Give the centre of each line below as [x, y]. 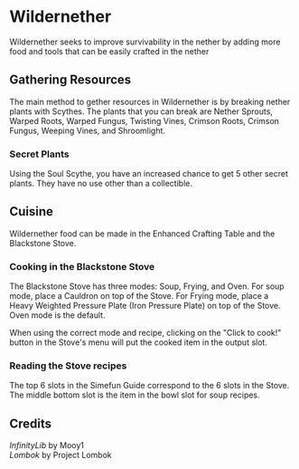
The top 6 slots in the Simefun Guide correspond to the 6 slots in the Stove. [149, 386]
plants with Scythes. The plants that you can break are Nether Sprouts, [141, 111]
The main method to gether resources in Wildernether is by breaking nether [150, 101]
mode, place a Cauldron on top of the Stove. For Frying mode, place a [139, 296]
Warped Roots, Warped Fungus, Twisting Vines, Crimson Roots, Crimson [145, 120]
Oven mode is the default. [57, 315]
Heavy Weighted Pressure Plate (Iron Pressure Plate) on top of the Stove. [145, 306]
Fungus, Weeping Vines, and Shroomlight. [87, 130]
